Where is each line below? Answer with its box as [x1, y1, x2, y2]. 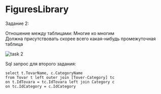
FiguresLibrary [5, 4, 69, 15]
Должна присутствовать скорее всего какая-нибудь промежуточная [5, 36, 156, 42]
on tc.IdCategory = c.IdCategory [5, 84, 76, 89]
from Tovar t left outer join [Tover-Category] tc [5, 75, 115, 80]
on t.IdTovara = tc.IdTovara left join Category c [5, 79, 115, 84]
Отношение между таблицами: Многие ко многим [5, 30, 115, 36]
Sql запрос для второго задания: [5, 60, 76, 67]
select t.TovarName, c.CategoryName [5, 70, 83, 76]
